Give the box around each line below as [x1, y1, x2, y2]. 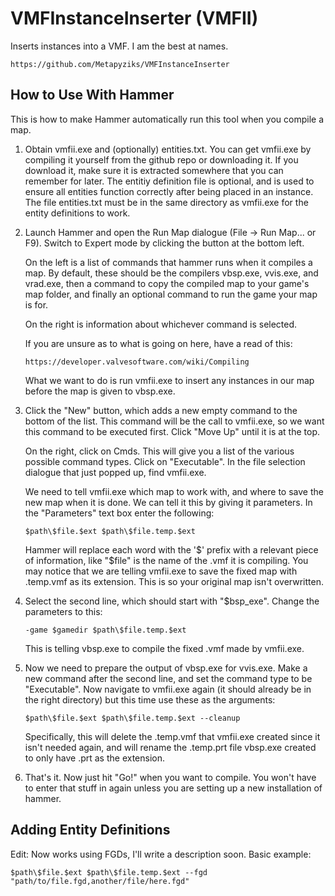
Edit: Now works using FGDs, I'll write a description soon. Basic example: [10, 848, 312, 860]
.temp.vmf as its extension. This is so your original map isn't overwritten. [24, 575, 324, 587]
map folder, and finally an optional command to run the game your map [24, 288, 318, 300]
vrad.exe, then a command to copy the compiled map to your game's [24, 277, 310, 289]
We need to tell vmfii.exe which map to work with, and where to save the [24, 485, 324, 497]
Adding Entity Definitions [10, 822, 171, 839]
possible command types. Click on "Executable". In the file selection [24, 455, 306, 467]
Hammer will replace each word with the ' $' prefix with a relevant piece [24, 543, 319, 556]
